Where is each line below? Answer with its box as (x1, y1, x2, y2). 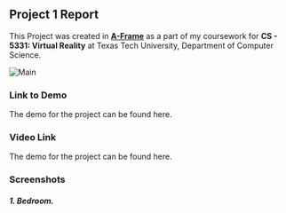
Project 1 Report (9, 7, 99, 22)
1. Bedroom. (9, 195, 54, 206)
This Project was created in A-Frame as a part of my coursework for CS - (9, 30, 278, 41)
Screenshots (9, 173, 66, 185)
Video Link (9, 131, 56, 144)
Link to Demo (9, 89, 68, 101)
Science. (9, 49, 42, 60)
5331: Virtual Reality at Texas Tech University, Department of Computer (9, 40, 274, 51)
